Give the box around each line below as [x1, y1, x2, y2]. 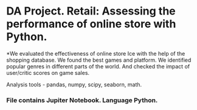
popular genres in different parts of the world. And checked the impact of [6, 62, 190, 70]
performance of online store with [6, 17, 176, 31]
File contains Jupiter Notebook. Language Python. [6, 95, 158, 104]
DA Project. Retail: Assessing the [6, 4, 176, 18]
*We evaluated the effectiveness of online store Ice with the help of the [6, 50, 185, 57]
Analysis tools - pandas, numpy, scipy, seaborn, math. [6, 80, 142, 88]
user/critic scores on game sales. [6, 69, 90, 76]
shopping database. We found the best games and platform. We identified [6, 56, 192, 63]
